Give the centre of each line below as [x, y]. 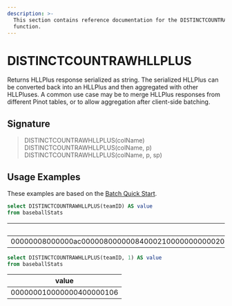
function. [27, 26]
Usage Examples [44, 177]
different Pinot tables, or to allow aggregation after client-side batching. [109, 102]
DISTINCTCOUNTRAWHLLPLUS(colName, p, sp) [93, 155]
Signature [29, 124]
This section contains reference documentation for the [95, 20]
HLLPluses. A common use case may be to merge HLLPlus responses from [114, 95]
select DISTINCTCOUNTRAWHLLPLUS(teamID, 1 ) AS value [85, 258]
